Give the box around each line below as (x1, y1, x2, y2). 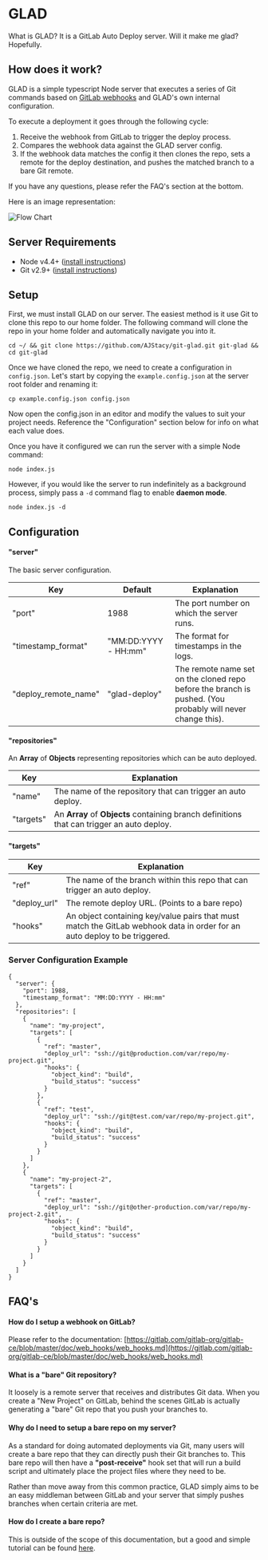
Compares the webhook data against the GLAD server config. (19, 141, 223, 150)
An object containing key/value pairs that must (65, 911, 239, 922)
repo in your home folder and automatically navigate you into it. (8, 327, 216, 336)
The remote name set (175, 663, 255, 675)
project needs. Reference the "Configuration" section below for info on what (8, 418, 259, 427)
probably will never (175, 703, 246, 715)
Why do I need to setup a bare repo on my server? (8, 1423, 177, 1433)
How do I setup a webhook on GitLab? (8, 1316, 136, 1326)
